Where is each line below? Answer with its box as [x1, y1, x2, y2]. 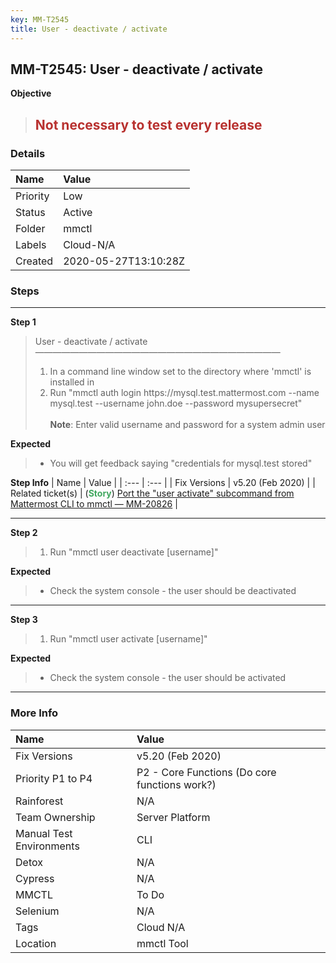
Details [10, 146, 46, 160]
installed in [49, 376, 95, 388]
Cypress [15, 871, 55, 885]
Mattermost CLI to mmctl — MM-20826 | [10, 498, 178, 510]
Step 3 [10, 614, 38, 626]
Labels [15, 238, 47, 251]
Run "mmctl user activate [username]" [49, 633, 208, 645]
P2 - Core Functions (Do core [136, 765, 277, 779]
